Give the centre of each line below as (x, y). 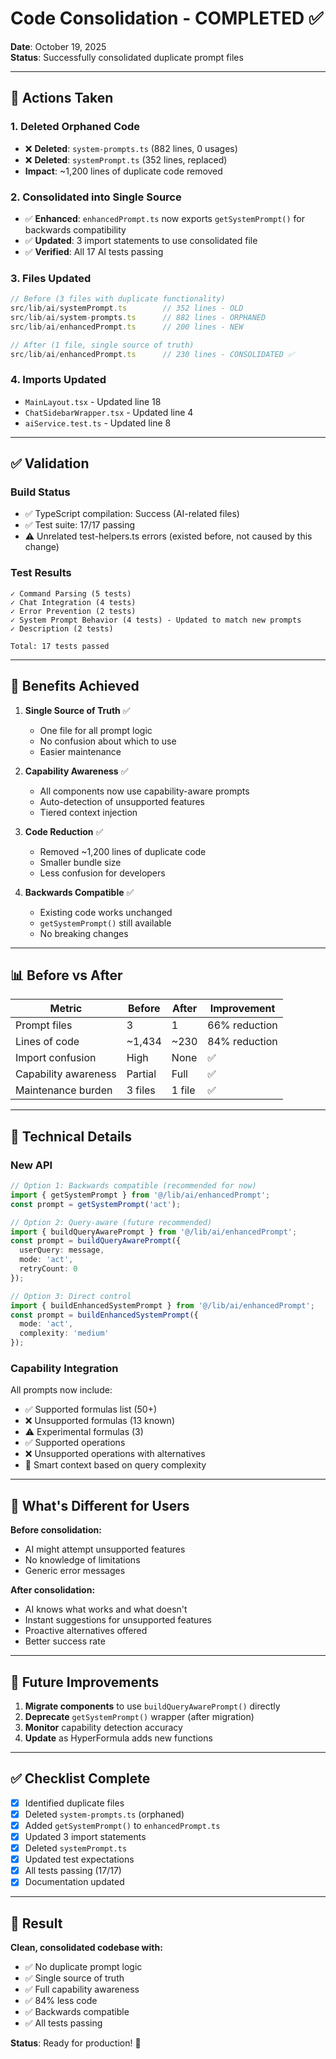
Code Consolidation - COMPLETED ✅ (167, 18)
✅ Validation (50, 463)
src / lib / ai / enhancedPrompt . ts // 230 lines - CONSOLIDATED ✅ (152, 354)
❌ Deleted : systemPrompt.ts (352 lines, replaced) (126, 159)
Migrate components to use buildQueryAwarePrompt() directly (152, 1706)
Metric (66, 1009)
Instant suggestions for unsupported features (118, 1620)
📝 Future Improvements (85, 1682)
